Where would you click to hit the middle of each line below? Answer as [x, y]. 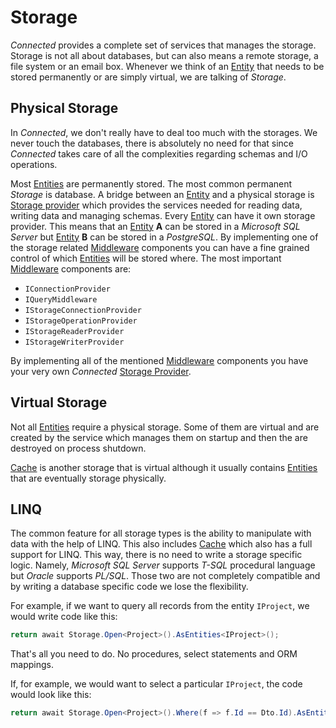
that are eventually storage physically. [88, 478]
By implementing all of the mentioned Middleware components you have [159, 360]
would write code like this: [64, 617]
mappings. [32, 665]
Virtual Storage [59, 402]
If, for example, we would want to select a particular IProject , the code [156, 684]
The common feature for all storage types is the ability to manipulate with [161, 533]
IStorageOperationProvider [81, 321]
